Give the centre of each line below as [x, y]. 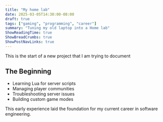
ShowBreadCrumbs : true [29, 38]
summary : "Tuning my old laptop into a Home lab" [58, 28]
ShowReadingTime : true [29, 33]
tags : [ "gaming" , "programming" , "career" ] [51, 23]
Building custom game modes [43, 99]
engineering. [18, 114]
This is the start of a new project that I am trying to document [68, 56]
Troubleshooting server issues [43, 94]
